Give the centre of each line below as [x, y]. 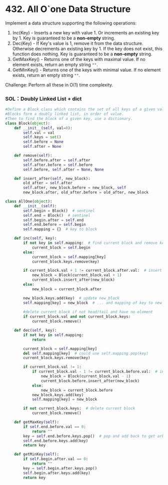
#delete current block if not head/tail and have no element [88, 312]
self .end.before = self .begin [54, 225]
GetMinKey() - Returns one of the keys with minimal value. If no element [86, 70]
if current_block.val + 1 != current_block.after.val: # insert [93, 271]
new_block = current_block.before [77, 390]
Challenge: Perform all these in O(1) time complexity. [59, 85]
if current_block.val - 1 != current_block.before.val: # [94, 372]
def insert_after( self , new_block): [52, 178]
